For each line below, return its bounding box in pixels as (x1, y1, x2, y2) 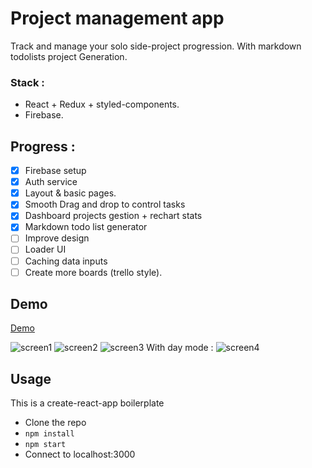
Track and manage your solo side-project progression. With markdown (10, 40, 302, 52)
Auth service (24, 176, 78, 188)
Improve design (24, 232, 90, 244)
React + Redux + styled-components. (24, 98, 180, 111)
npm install (24, 429, 75, 439)
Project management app (10, 7, 225, 30)
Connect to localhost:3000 (24, 448, 136, 461)
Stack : (10, 75, 45, 89)
